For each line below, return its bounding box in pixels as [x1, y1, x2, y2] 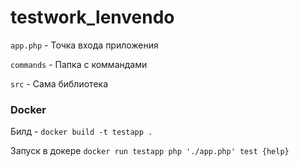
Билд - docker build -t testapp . [10, 126, 153, 138]
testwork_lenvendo [10, 6, 175, 29]
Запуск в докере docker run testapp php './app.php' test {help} [10, 145, 290, 157]
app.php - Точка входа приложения [10, 39, 159, 51]
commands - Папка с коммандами [10, 58, 148, 70]
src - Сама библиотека [10, 77, 108, 90]
